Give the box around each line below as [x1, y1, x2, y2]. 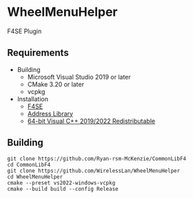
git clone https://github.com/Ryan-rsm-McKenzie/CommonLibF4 [7, 155, 187, 162]
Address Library [27, 109, 74, 117]
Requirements [7, 47, 69, 59]
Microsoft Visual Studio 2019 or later [27, 73, 131, 81]
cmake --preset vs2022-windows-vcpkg [7, 179, 116, 187]
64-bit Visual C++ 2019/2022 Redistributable [27, 117, 156, 125]
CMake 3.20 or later [27, 80, 85, 88]
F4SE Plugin [7, 27, 42, 35]
